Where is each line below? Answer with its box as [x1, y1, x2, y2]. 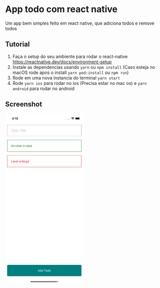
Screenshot [5, 100, 42, 109]
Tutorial [5, 40, 30, 49]
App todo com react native [5, 4, 118, 15]
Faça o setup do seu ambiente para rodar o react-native [12, 53, 128, 59]
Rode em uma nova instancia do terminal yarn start [12, 74, 120, 81]
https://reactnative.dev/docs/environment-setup [12, 59, 112, 65]
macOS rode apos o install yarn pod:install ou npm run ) [12, 69, 129, 75]
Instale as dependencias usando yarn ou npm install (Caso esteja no [12, 64, 155, 70]
